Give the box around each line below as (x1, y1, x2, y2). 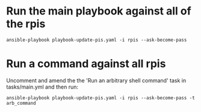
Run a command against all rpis (6, 57, 166, 70)
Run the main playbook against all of (6, 4, 191, 18)
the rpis (6, 17, 46, 31)
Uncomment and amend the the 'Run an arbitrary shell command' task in (6, 76, 187, 84)
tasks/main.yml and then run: (6, 83, 79, 90)
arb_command (6, 100, 36, 106)
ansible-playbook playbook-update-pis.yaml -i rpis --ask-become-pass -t (6, 95, 196, 101)
